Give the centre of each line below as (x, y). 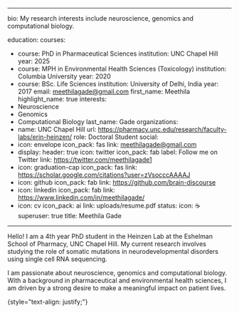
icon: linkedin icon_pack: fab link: (66, 190)
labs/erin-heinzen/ (45, 137)
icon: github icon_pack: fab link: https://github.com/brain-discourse (117, 182)
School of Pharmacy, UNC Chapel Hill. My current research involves (107, 244)
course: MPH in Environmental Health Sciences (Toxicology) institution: (122, 69)
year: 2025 (34, 61)
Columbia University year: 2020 (64, 76)
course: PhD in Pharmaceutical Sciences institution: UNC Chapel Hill (118, 53)
